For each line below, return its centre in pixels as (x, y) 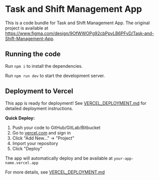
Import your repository (35, 143)
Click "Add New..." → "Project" (43, 138)
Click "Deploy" (27, 148)
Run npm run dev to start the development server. (55, 76)
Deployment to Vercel (39, 91)
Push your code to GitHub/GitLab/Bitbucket (56, 128)
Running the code (33, 54)
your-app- (124, 158)
